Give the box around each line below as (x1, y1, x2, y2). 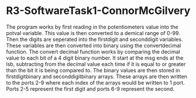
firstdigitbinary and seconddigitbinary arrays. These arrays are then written (6, 73, 187, 80)
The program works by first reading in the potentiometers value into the (6, 23, 178, 30)
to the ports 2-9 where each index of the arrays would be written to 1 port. (6, 79, 185, 86)
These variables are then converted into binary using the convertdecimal (6, 42, 181, 49)
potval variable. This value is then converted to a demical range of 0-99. (6, 29, 180, 36)
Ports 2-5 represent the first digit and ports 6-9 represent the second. (6, 85, 174, 92)
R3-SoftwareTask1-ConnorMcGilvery (6, 4, 191, 17)
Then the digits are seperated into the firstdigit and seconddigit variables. (6, 36, 183, 43)
